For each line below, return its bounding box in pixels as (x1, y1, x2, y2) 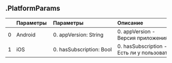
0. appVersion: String (53, 31, 104, 38)
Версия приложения (117, 34, 168, 41)
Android (16, 31, 36, 38)
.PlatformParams (5, 4, 60, 13)
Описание (117, 19, 143, 26)
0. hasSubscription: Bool (53, 46, 112, 53)
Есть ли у (117, 49, 141, 56)
